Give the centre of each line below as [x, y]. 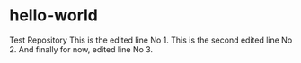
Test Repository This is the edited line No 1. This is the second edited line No [151, 40]
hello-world [54, 16]
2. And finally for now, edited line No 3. [81, 49]
